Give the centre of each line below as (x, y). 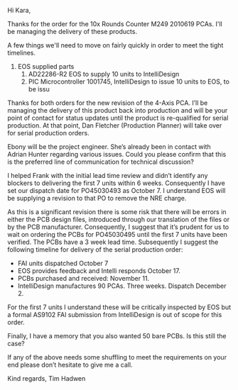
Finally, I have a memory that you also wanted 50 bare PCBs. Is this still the (117, 336)
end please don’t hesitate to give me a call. (70, 365)
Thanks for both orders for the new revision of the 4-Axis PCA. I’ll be (108, 103)
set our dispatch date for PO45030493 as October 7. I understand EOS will (117, 190)
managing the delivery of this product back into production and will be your (118, 110)
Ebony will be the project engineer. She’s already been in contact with (109, 147)
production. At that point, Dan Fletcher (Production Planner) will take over (115, 126)
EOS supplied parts (46, 66)
